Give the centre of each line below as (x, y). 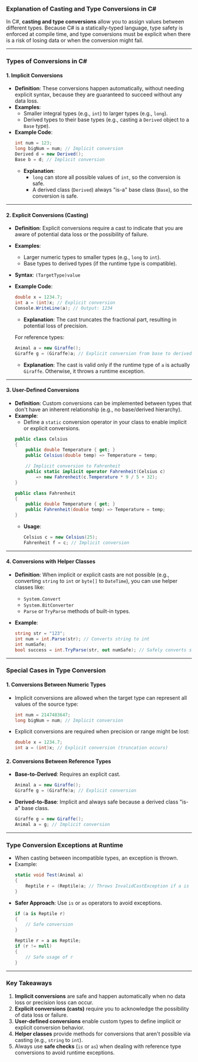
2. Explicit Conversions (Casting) (47, 215)
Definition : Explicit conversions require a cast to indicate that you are (99, 228)
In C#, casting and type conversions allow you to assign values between (95, 22)
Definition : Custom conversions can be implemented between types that (103, 403)
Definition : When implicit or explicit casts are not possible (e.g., (92, 575)
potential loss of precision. (56, 326)
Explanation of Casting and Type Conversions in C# (81, 9)
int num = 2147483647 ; (42, 715)
